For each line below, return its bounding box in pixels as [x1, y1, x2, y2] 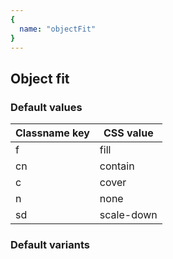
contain [99, 159, 135, 173]
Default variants [10, 237, 91, 251]
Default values [10, 100, 83, 114]
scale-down [99, 208, 158, 222]
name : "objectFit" [19, 24, 97, 34]
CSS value [103, 126, 154, 140]
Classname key [15, 126, 90, 140]
